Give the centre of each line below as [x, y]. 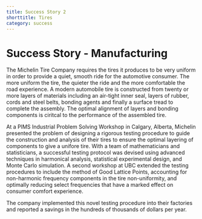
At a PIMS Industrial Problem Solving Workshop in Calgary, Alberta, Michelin [101, 127]
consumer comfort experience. [45, 191]
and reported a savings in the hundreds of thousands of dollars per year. [97, 209]
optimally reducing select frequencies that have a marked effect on [90, 185]
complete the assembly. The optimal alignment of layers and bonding [92, 109]
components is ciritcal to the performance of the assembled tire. [86, 115]
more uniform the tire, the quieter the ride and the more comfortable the [96, 83]
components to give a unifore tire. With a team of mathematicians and [93, 146]
